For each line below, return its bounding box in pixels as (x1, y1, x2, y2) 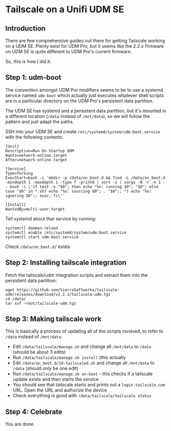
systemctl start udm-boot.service (5, 234, 79, 239)
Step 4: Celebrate (5, 407, 63, 416)
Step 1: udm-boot (5, 73, 61, 82)
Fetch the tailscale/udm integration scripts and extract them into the (5, 272, 148, 278)
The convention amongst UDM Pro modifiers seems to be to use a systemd (5, 87, 163, 93)
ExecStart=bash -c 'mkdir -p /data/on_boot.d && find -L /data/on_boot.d (5, 175, 166, 180)
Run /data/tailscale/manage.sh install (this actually (12, 355, 126, 361)
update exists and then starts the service (12, 376, 99, 382)
